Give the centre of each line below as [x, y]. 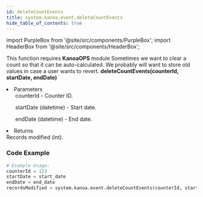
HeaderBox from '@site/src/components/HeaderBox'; [73, 47]
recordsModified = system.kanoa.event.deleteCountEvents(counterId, [94, 188]
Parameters [28, 89]
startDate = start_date [36, 177]
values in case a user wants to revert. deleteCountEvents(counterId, [93, 71]
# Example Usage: [28, 166]
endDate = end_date [31, 182]
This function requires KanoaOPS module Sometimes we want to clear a [96, 59]
